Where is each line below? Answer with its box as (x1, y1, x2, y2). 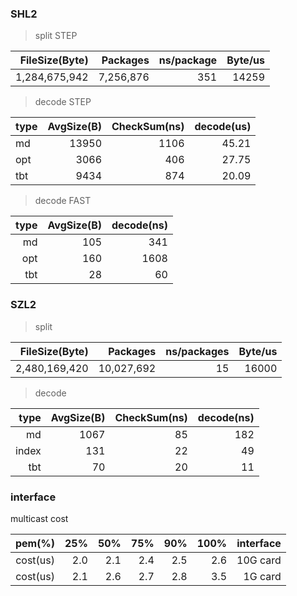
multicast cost (10, 512, 69, 524)
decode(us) (194, 120, 252, 134)
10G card (236, 553, 282, 567)
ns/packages (165, 344, 230, 358)
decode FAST (34, 195, 92, 207)
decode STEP (34, 96, 92, 108)
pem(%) (15, 536, 55, 550)
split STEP (34, 30, 78, 42)
